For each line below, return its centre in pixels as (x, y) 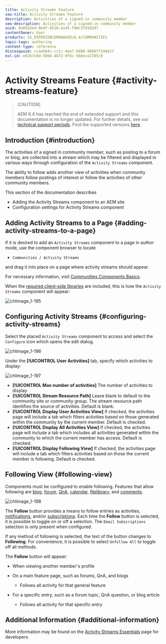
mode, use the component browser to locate (51, 248)
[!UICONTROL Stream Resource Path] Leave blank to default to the (81, 396)
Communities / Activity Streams (46, 258)
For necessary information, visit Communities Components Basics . (73, 276)
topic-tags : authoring (28, 42)
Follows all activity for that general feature (62, 585)
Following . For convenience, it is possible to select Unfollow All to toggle (81, 541)
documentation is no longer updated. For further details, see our (83, 119)
